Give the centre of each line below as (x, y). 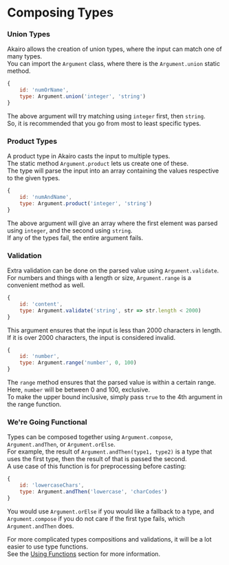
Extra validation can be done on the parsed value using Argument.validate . (113, 270)
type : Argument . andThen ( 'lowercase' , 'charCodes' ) (94, 492)
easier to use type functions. (48, 546)
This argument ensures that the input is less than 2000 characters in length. (115, 330)
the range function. (34, 405)
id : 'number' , (40, 356)
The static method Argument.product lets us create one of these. (98, 164)
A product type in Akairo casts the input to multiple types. (89, 156)
